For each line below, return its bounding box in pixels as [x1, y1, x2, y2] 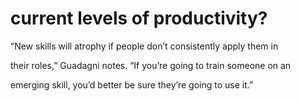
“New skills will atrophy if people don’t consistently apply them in [10, 40, 279, 52]
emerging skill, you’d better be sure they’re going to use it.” [10, 78, 254, 91]
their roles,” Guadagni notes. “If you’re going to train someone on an [10, 59, 292, 71]
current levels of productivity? [10, 7, 268, 30]
